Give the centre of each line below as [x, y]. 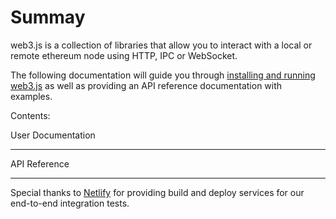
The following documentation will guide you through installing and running [163, 75]
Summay [48, 17]
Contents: [30, 115]
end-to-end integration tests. [70, 203]
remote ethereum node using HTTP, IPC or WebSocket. [124, 55]
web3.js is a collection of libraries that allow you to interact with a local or [161, 45]
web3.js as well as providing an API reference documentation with [146, 85]
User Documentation [53, 135]
